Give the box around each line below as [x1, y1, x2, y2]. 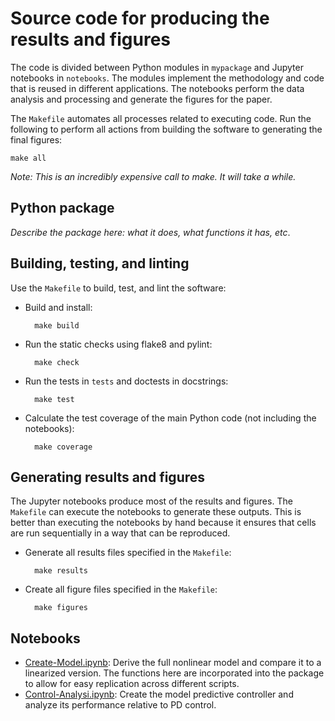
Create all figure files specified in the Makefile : [24, 583, 218, 596]
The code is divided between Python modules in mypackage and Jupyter [10, 61, 304, 73]
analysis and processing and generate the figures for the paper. [10, 93, 273, 105]
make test [34, 394, 75, 404]
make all [10, 153, 47, 163]
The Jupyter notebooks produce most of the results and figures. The [10, 495, 293, 507]
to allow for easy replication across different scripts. [24, 678, 240, 690]
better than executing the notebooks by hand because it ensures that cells [10, 517, 317, 529]
